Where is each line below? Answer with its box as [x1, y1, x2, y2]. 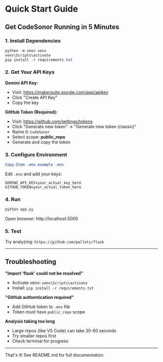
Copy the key [12, 100, 39, 105]
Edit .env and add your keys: [5, 171, 62, 177]
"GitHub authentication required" [5, 294, 74, 300]
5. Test [5, 228, 22, 235]
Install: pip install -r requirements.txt [12, 285, 94, 291]
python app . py [5, 207, 34, 212]
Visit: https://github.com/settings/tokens [12, 118, 93, 124]
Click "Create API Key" [12, 94, 58, 100]
